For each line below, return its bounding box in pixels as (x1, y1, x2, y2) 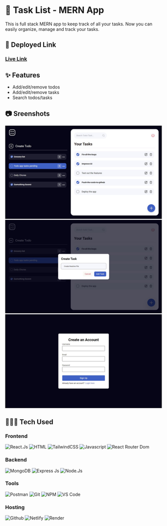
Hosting (5, 504, 25, 511)
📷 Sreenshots (5, 109, 50, 118)
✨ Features (5, 71, 40, 79)
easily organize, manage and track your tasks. (5, 26, 99, 32)
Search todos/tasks (12, 94, 53, 101)
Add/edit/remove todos (12, 84, 60, 90)
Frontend (5, 433, 28, 439)
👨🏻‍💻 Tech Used (5, 418, 54, 426)
